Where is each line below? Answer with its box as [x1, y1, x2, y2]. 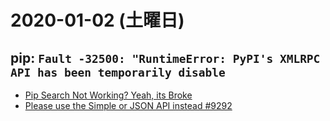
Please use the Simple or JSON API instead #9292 [24, 100, 233, 111]
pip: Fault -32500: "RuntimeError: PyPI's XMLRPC [10, 49, 321, 66]
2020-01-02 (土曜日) [10, 9, 185, 32]
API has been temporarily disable [10, 65, 226, 80]
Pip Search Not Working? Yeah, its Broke [24, 89, 193, 101]
